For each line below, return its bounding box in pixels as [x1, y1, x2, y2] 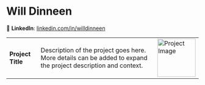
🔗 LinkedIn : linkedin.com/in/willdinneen [6, 24, 106, 32]
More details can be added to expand [40, 53, 148, 62]
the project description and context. [40, 61, 143, 70]
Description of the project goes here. [40, 46, 146, 54]
